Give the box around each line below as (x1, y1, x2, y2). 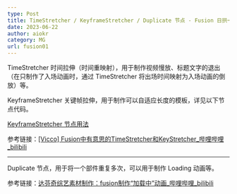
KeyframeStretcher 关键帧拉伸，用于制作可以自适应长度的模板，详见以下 (7, 96, 219, 104)
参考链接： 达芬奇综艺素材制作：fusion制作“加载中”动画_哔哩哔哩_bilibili (7, 179, 214, 187)
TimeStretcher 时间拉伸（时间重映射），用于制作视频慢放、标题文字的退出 (7, 63, 221, 71)
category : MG (7, 37, 46, 44)
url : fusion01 (7, 43, 49, 50)
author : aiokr (7, 30, 49, 37)
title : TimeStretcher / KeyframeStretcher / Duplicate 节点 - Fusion (7, 17, 214, 24)
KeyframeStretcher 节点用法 (7, 120, 90, 128)
